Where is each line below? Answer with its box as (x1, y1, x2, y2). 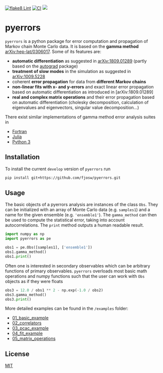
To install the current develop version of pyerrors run (5, 166, 111, 172)
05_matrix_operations (12, 336, 56, 341)
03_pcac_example (12, 325, 49, 331)
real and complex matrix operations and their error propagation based (12, 94, 155, 100)
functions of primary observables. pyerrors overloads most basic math (5, 268, 147, 274)
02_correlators (12, 320, 42, 326)
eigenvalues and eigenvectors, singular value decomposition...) (12, 105, 140, 110)
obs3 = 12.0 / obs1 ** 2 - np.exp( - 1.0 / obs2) (5, 287, 104, 293)
